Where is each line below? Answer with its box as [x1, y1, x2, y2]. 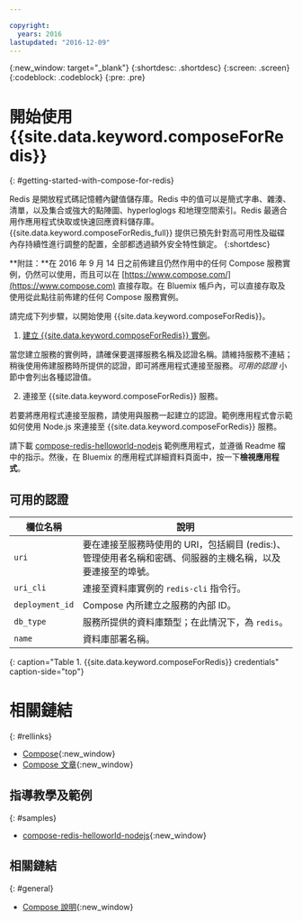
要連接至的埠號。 [82, 565, 155, 578]
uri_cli [13, 583, 47, 593]
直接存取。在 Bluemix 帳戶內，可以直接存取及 [117, 280, 286, 291]
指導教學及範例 [9, 788, 93, 803]
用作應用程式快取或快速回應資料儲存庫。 [9, 216, 159, 227]
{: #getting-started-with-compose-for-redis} [9, 175, 175, 186]
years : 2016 [17, 29, 63, 39]
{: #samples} [9, 812, 57, 823]
